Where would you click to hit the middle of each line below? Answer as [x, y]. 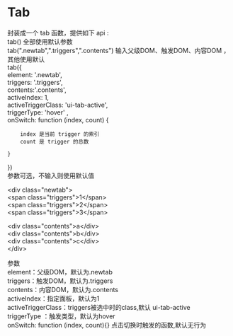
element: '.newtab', [35, 74]
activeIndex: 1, [28, 97]
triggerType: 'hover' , [38, 112]
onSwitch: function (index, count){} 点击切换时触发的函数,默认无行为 [107, 325]
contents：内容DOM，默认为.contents [63, 289]
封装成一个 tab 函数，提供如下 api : [58, 33]
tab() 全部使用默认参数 [40, 41]
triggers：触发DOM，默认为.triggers [60, 281]
